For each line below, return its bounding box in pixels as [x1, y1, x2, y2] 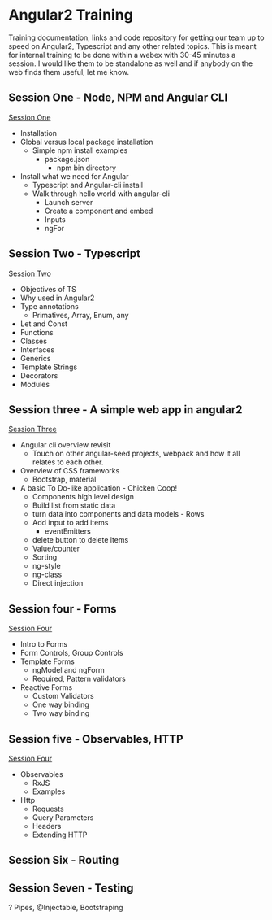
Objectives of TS [19, 284, 77, 294]
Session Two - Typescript [8, 246, 140, 261]
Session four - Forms [8, 602, 117, 616]
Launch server [44, 197, 93, 207]
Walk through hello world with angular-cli [32, 189, 171, 198]
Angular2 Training [8, 6, 134, 24]
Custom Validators [32, 691, 95, 701]
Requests [32, 804, 64, 813]
